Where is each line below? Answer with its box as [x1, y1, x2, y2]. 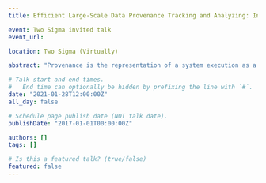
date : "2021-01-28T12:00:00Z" [8, 91, 108, 99]
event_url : [8, 33, 44, 41]
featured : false [8, 162, 62, 170]
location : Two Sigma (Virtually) [8, 47, 119, 55]
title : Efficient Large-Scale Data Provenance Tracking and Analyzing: [8, 11, 249, 20]
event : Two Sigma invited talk [8, 25, 112, 34]
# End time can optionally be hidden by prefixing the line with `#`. [8, 84, 253, 91]
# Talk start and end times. [8, 76, 104, 84]
